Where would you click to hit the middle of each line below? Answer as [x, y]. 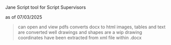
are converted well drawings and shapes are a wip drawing [80, 32]
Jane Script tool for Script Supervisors [46, 7]
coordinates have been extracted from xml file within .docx [80, 38]
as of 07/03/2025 [24, 17]
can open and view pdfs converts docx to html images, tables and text [92, 27]
